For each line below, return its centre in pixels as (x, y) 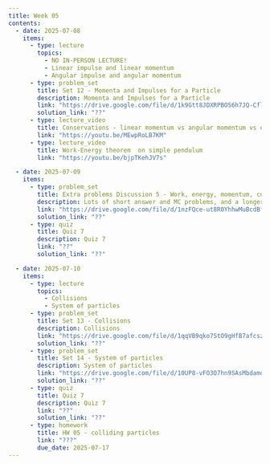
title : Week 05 (34, 16)
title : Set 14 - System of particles (100, 358)
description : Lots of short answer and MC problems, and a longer (151, 201)
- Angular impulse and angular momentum (112, 75)
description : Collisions (79, 328)
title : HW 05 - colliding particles (98, 433)
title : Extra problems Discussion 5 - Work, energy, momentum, (145, 194)
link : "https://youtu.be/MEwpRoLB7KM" (102, 135)
